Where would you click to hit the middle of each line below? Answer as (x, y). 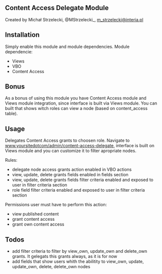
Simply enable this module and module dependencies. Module (67, 46)
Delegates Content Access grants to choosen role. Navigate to (67, 140)
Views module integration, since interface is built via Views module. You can (81, 103)
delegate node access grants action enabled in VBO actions (72, 169)
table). (11, 114)
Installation (22, 35)
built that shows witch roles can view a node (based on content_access (76, 108)
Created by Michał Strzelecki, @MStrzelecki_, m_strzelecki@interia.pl (74, 19)
